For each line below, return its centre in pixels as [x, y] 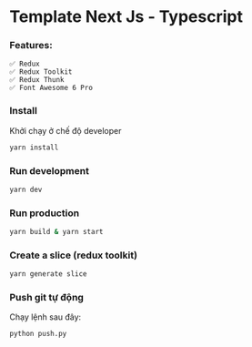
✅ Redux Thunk [37, 80]
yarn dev [26, 189]
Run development [49, 170]
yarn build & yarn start [56, 232]
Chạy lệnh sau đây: [45, 317]
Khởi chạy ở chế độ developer [66, 130]
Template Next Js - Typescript [126, 17]
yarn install [34, 148]
